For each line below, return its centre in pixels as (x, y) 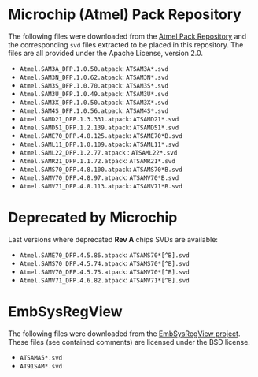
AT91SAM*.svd (41, 366)
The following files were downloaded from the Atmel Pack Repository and (127, 36)
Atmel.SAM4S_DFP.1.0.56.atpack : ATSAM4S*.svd (94, 110)
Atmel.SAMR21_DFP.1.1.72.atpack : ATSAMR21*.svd (97, 160)
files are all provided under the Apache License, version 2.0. (105, 53)
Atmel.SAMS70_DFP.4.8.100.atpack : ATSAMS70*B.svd (101, 169)
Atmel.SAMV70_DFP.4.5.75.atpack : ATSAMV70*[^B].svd (105, 271)
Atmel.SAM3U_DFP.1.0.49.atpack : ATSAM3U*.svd (94, 93)
